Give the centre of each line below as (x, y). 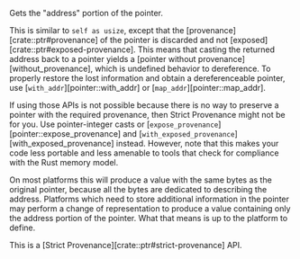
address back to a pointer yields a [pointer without (103, 59)
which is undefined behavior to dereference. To (182, 68)
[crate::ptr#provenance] (54, 40)
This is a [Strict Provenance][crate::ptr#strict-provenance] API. (126, 245)
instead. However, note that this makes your (197, 143)
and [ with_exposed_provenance (179, 134)
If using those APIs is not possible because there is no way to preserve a (144, 105)
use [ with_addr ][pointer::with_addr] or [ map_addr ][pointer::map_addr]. (137, 88)
